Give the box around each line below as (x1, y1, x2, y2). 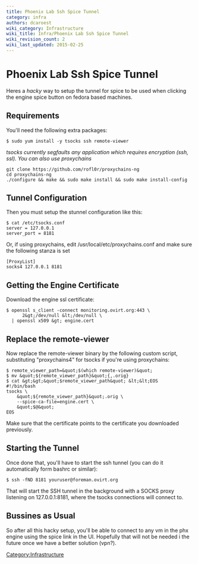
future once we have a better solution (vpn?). (6, 539, 117, 546)
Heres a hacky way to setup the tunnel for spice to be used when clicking (6, 87, 187, 94)
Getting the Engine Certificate (6, 280, 120, 290)
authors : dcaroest (6, 20, 52, 26)
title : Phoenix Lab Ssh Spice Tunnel (6, 8, 100, 15)
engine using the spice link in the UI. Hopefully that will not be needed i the (6, 533, 190, 540)
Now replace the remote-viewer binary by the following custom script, (6, 350, 178, 357)
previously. (6, 426, 33, 433)
